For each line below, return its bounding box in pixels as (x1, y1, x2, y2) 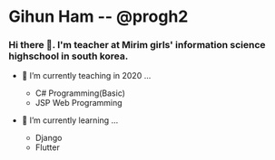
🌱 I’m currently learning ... (21, 115, 119, 126)
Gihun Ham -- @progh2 (8, 6, 189, 27)
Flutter (34, 142, 60, 153)
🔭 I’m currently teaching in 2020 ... (21, 71, 152, 81)
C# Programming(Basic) (34, 88, 126, 99)
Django (34, 133, 63, 144)
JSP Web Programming (34, 98, 123, 108)
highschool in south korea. (8, 50, 129, 62)
